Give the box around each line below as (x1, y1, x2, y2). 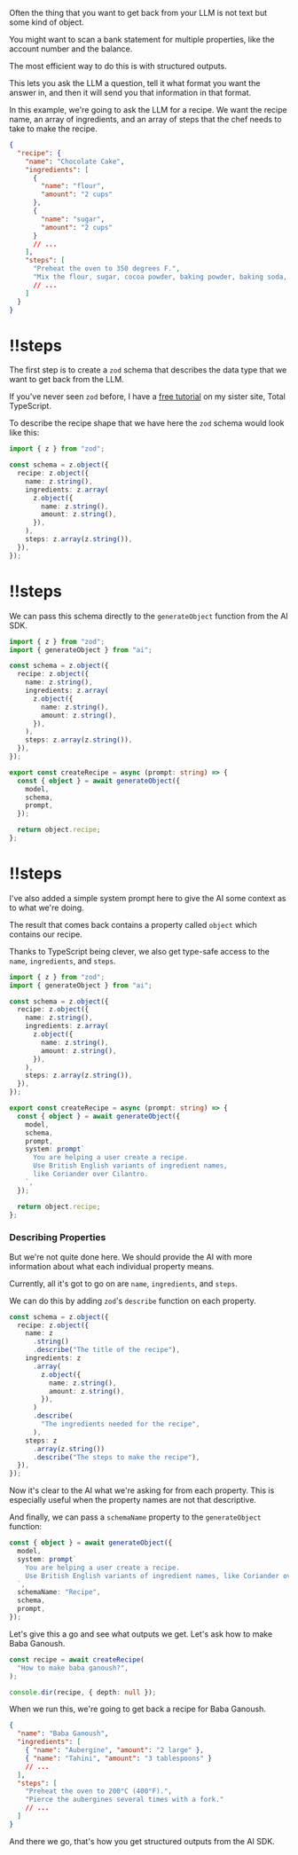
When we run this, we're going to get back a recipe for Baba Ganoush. (9, 1703, 266, 1715)
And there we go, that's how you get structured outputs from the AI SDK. (9, 1835, 275, 1846)
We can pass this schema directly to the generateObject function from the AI (9, 610, 288, 621)
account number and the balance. (9, 43, 133, 54)
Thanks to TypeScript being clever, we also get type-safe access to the (9, 946, 271, 956)
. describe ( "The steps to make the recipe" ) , (32, 1452, 200, 1462)
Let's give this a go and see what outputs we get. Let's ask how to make (9, 1628, 273, 1639)
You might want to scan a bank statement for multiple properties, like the (9, 35, 275, 44)
